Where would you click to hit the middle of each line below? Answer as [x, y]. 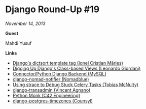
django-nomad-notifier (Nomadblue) [51, 79]
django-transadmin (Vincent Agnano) [51, 90]
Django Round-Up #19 [52, 9]
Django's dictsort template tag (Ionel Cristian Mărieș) [68, 63]
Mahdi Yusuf [19, 43]
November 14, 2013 [25, 23]
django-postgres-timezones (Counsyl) [52, 101]
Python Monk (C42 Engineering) [46, 95]
